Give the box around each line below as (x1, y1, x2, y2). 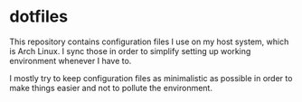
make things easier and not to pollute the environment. (9, 82, 212, 93)
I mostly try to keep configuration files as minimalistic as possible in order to (9, 72, 293, 83)
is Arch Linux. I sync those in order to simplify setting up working (9, 45, 251, 56)
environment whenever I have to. (9, 55, 132, 66)
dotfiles (9, 6, 69, 27)
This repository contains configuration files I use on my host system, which (9, 36, 289, 47)
